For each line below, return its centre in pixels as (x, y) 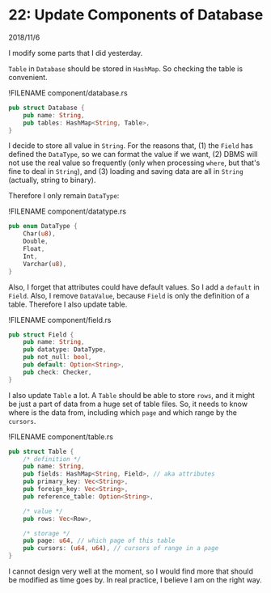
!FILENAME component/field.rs (60, 320)
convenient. (28, 77)
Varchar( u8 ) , (45, 264)
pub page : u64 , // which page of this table (99, 541)
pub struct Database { (47, 108)
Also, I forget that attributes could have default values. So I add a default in (134, 287)
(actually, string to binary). (52, 180)
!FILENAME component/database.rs (68, 93)
